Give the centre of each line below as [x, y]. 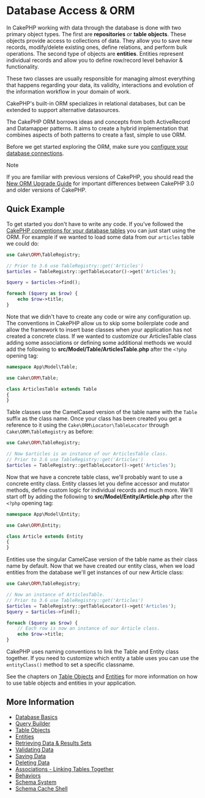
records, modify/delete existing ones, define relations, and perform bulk [97, 47]
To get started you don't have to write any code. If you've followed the [95, 224]
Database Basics [36, 717]
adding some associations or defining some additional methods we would [99, 342]
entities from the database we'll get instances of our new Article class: [95, 573]
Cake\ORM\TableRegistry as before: [50, 432]
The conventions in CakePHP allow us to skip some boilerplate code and [98, 323]
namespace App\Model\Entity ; [43, 514]
